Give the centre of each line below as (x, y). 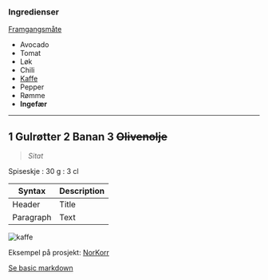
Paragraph (32, 218)
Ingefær (33, 104)
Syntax (32, 191)
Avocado (34, 45)
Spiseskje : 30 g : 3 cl (43, 172)
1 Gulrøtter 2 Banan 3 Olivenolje (88, 137)
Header (26, 204)
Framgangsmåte (35, 30)
